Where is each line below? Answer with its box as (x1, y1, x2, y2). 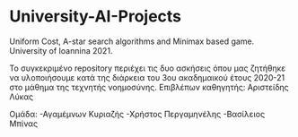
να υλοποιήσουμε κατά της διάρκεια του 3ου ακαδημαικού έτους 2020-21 (9, 72, 285, 82)
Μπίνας (9, 118, 39, 129)
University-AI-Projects (9, 6, 182, 27)
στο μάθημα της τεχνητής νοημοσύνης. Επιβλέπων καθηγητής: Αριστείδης (9, 81, 289, 92)
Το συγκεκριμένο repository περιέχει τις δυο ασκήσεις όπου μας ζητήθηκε (9, 63, 285, 73)
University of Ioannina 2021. (9, 45, 113, 56)
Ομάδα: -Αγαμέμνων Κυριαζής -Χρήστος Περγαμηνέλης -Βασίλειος (9, 108, 266, 119)
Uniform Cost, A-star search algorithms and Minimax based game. (9, 36, 255, 47)
